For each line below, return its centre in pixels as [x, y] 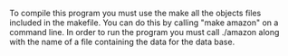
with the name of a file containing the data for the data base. [122, 42]
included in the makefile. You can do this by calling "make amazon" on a [144, 23]
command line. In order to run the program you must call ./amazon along [144, 32]
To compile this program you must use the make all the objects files [135, 13]
